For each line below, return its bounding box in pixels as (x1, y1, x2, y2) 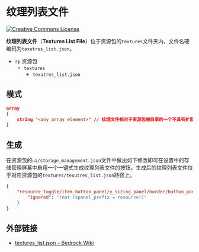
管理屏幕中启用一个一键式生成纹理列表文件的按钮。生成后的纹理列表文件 (11, 164, 188, 171)
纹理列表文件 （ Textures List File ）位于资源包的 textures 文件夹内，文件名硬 (6, 37, 190, 44)
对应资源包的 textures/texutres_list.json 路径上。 (11, 171, 135, 178)
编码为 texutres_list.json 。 (6, 45, 75, 52)
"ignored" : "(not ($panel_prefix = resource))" (27, 194, 147, 200)
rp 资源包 (14, 58, 38, 65)
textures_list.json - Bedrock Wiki (14, 240, 94, 247)
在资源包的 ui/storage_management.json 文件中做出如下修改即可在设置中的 (6, 157, 185, 164)
